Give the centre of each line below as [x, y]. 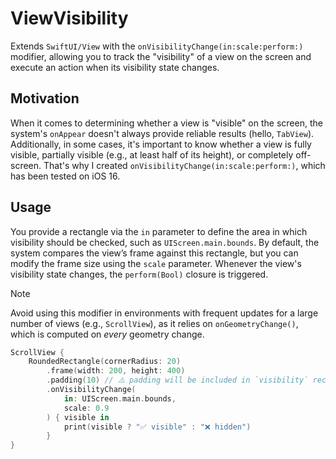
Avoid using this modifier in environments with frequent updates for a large [164, 313]
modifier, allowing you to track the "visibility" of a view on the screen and [161, 56]
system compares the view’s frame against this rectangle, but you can [154, 253]
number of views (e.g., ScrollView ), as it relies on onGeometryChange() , [154, 323]
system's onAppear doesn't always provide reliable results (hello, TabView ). [162, 133]
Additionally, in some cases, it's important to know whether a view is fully [161, 144]
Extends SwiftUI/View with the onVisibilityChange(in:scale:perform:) [157, 46]
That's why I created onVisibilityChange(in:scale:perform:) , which [184, 165]
